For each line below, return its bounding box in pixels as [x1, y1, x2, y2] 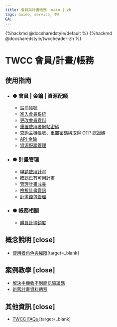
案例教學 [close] [5, 266, 56, 274]
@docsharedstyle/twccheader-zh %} [5, 36, 82, 42]
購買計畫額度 [19, 219, 46, 225]
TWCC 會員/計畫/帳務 [5, 55, 94, 66]
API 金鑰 [19, 136, 37, 142]
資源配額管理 [19, 142, 46, 148]
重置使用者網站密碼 [19, 124, 60, 130]
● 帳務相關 [12, 207, 39, 214]
